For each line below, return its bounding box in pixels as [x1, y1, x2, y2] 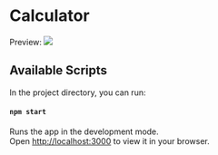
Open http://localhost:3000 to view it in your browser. [9, 135, 211, 146]
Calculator [9, 5, 90, 26]
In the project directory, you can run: [9, 87, 146, 98]
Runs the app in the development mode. [9, 126, 159, 137]
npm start [9, 108, 47, 117]
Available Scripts [9, 63, 107, 78]
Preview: [9, 36, 43, 47]
